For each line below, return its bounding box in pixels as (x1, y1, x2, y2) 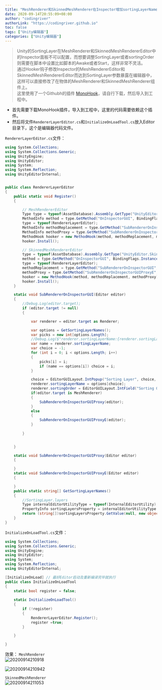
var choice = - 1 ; (30, 346, 66, 351)
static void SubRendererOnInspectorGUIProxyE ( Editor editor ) (13, 471, 139, 476)
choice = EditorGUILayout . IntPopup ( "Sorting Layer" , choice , (30, 377, 157, 382)
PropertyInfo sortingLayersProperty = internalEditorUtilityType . (22, 507, 159, 512)
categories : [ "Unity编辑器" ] (5, 34, 62, 39)
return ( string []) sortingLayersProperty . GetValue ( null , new (22, 511, 146, 516)
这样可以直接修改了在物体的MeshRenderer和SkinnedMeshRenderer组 (16, 78, 155, 84)
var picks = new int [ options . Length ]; (30, 332, 109, 337)
